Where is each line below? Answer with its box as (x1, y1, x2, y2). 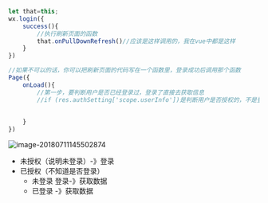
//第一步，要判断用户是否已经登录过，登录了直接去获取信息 (37, 88, 205, 96)
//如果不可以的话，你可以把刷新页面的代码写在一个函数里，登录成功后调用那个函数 (8, 66, 242, 75)
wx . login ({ (8, 14, 45, 23)
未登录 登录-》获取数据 (31, 176, 108, 185)
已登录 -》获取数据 (31, 186, 93, 195)
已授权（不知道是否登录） (19, 166, 104, 175)
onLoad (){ (22, 80, 56, 89)
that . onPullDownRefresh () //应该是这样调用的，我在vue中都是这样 (37, 37, 236, 45)
